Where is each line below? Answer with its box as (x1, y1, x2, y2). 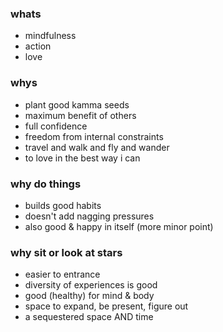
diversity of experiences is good (24, 279, 158, 291)
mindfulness (24, 30, 77, 42)
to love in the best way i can (24, 152, 141, 164)
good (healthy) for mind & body (24, 290, 155, 302)
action (24, 40, 52, 52)
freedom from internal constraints (24, 130, 164, 142)
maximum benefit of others (24, 109, 137, 121)
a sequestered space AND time (24, 311, 154, 323)
